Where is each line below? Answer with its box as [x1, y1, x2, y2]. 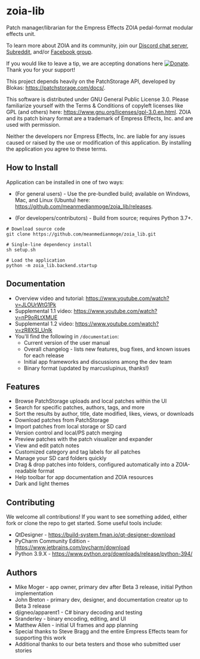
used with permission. [6, 121, 61, 128]
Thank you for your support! [6, 66, 76, 73]
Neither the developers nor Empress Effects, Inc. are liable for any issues [6, 133, 186, 140]
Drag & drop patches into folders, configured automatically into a [14, 461, 174, 468]
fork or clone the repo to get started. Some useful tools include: [6, 520, 163, 527]
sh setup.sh [6, 247, 36, 253]
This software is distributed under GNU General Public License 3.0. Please [6, 96, 189, 103]
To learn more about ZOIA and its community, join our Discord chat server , [6, 42, 189, 49]
